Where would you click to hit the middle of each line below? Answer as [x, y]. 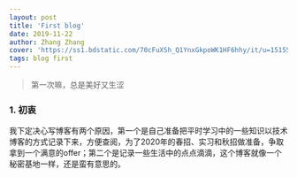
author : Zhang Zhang [47, 42]
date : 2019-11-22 [41, 34]
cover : [21, 50]
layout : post [33, 17]
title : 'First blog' [47, 26]
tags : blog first [41, 58]
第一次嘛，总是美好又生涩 [77, 85]
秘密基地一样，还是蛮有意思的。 [67, 164]
